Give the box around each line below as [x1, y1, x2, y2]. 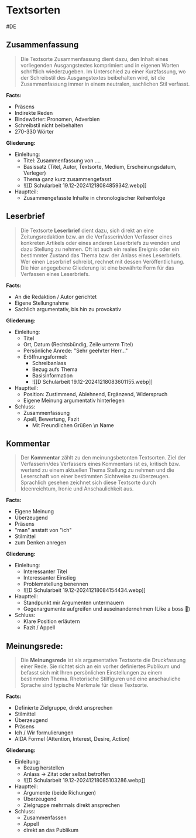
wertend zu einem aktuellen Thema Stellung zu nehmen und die [20, 466, 174, 473]
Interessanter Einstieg [23, 574, 76, 581]
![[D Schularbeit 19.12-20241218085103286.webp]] [23, 777, 145, 784]
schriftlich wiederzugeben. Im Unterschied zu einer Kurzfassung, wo [20, 68, 186, 75]
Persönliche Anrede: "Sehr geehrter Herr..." [23, 347, 128, 354]
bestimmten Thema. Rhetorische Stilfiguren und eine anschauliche [20, 675, 181, 683]
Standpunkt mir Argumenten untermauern [23, 599, 125, 607]
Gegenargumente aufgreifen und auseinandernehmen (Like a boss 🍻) [23, 605, 191, 612]
